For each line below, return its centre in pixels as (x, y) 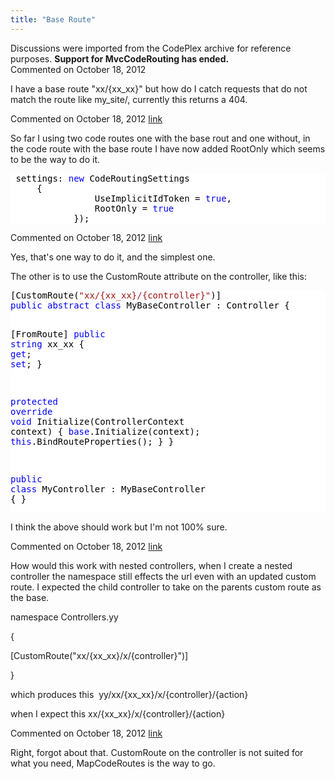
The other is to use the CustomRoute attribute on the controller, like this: (158, 276)
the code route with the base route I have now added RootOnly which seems (168, 148)
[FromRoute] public (58, 334)
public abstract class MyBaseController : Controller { (150, 305)
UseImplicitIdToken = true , (163, 198)
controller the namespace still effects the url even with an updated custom (163, 576)
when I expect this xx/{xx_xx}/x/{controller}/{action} (118, 713)
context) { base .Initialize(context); (105, 431)
